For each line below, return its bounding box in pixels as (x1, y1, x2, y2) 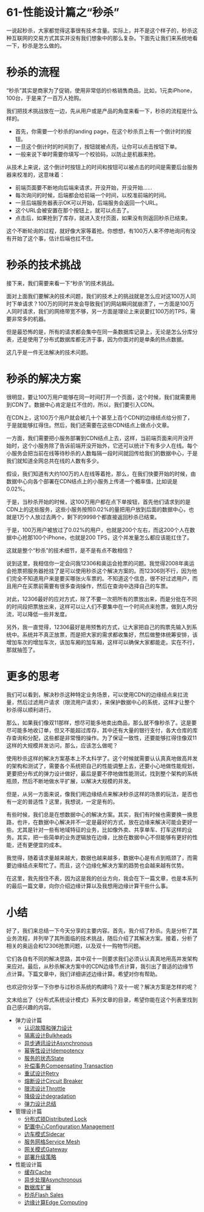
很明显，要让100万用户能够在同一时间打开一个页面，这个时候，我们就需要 (6, 393, 191, 401)
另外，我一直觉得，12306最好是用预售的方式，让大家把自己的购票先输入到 (6, 623, 192, 630)
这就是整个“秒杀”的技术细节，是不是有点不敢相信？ (6, 546, 134, 554)
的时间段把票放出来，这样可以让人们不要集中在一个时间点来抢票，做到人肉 (6, 602, 192, 610)
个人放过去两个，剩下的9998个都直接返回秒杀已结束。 (24, 513, 160, 520)
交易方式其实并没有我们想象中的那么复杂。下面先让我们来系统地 (32, 34, 192, 41)
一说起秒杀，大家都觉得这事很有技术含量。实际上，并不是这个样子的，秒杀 (6, 27, 192, 34)
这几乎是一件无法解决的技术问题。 (6, 349, 92, 356)
